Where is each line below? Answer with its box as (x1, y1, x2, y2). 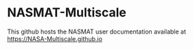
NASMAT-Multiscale (7, 5, 127, 21)
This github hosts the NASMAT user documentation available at (7, 27, 187, 36)
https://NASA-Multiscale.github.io (7, 34, 103, 42)
